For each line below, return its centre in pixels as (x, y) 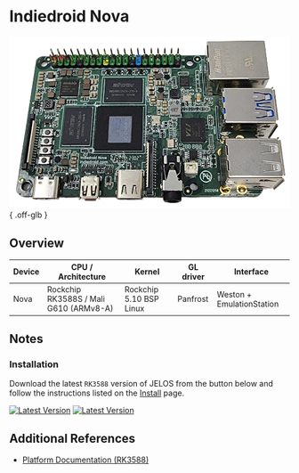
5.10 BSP (142, 299)
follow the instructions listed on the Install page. (97, 393)
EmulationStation (248, 304)
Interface (252, 272)
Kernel (147, 272)
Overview (37, 243)
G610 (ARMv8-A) (80, 308)
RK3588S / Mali (76, 299)
